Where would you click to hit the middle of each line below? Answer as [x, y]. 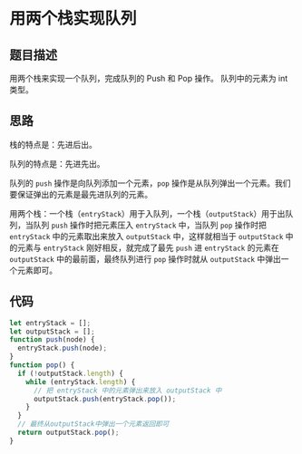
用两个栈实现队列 [73, 19]
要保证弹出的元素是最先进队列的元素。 [81, 194]
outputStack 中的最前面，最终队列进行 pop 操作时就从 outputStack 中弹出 [145, 258]
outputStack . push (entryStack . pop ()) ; [105, 399]
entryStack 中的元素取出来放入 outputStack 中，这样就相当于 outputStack [146, 236]
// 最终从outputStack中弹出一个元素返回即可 [93, 424]
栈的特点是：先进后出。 [53, 144]
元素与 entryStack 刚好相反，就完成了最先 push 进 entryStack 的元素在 [148, 247]
